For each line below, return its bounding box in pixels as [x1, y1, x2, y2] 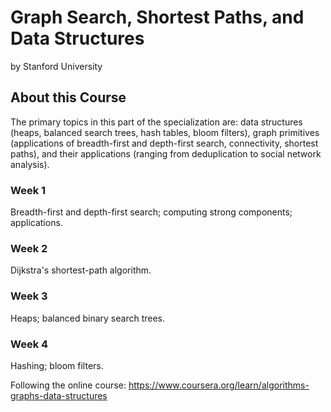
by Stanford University [10, 60, 103, 72]
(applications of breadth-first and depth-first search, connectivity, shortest [10, 137, 319, 149]
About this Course [10, 89, 127, 106]
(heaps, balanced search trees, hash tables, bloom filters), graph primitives [10, 126, 320, 138]
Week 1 [10, 183, 47, 197]
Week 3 [10, 289, 48, 303]
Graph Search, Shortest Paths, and [10, 6, 305, 29]
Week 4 [10, 337, 49, 351]
